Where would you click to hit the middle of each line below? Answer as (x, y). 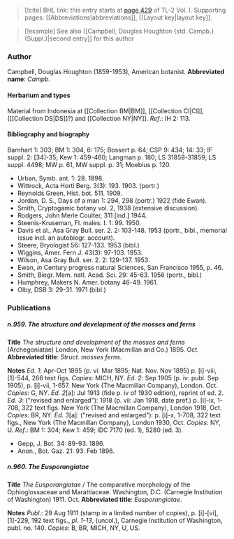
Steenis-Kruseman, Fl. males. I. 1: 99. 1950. (79, 222)
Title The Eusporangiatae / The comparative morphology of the (99, 484)
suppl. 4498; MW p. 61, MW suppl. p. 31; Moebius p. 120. (89, 164)
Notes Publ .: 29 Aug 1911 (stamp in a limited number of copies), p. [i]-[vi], (113, 512)
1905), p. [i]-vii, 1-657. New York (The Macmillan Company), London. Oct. (112, 385)
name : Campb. (29, 79)
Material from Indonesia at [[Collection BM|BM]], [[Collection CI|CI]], (106, 110)
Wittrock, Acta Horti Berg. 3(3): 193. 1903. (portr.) (88, 185)
